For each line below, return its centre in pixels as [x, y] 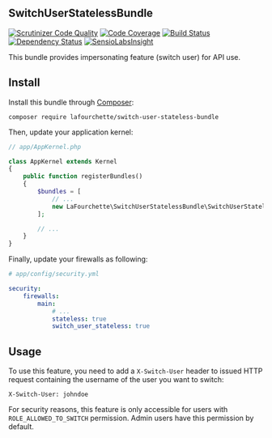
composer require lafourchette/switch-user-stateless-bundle [114, 117]
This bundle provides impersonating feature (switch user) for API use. [125, 57]
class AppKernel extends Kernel [63, 161]
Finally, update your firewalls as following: [78, 259]
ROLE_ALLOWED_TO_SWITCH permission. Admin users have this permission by [131, 418]
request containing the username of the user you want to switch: [116, 380]
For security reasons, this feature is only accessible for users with [118, 410]
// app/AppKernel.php [45, 147]
